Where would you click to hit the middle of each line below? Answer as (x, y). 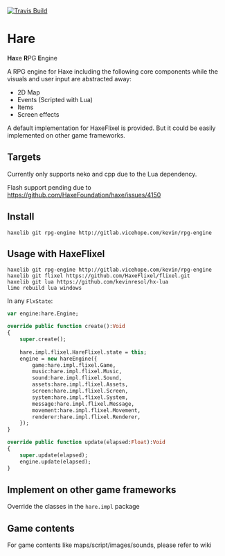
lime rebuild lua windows (44, 288)
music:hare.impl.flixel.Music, (77, 372)
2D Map (28, 92)
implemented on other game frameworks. (66, 135)
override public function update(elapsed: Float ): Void (87, 442)
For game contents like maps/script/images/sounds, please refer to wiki (109, 545)
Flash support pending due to (49, 187)
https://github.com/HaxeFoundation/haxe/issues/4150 (84, 195)
